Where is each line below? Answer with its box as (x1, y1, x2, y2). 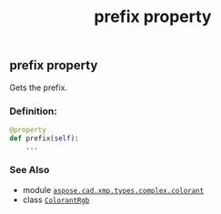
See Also (9, 164, 50, 177)
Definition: (9, 105, 57, 117)
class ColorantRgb (22, 194, 90, 205)
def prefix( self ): (9, 134, 79, 143)
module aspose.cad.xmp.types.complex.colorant (22, 184, 205, 195)
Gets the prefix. (9, 82, 68, 93)
